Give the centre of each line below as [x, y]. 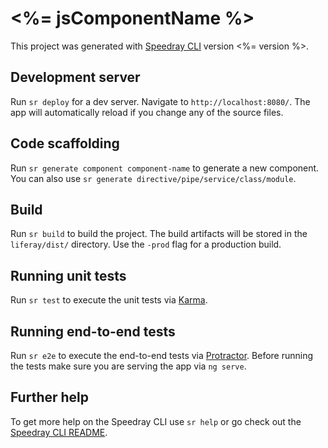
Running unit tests [68, 275]
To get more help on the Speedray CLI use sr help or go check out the [156, 421]
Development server [75, 77]
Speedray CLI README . [59, 432]
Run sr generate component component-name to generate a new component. [165, 168]
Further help [50, 397]
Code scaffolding [65, 143]
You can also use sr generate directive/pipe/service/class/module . [153, 178]
